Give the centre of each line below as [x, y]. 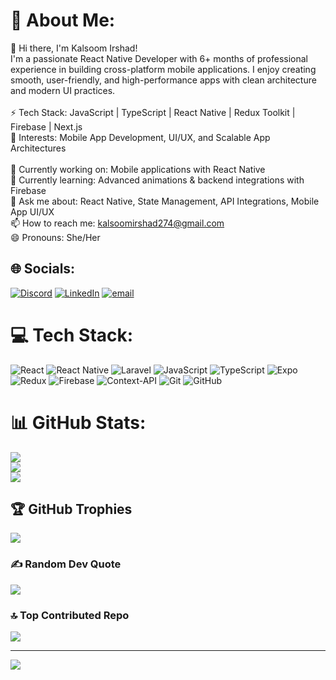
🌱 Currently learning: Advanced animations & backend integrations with [157, 180]
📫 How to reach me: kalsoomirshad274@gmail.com [117, 223]
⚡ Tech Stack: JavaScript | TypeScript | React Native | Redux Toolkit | [153, 112]
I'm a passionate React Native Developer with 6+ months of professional [159, 58]
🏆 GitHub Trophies [71, 509]
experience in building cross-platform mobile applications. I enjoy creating [163, 69]
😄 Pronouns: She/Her [55, 237]
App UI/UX [32, 211]
